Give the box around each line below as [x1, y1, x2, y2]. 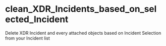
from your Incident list [5, 35, 50, 41]
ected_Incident [5, 14, 68, 25]
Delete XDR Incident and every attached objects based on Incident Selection [5, 30, 162, 36]
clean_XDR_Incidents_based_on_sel [5, 3, 157, 15]
